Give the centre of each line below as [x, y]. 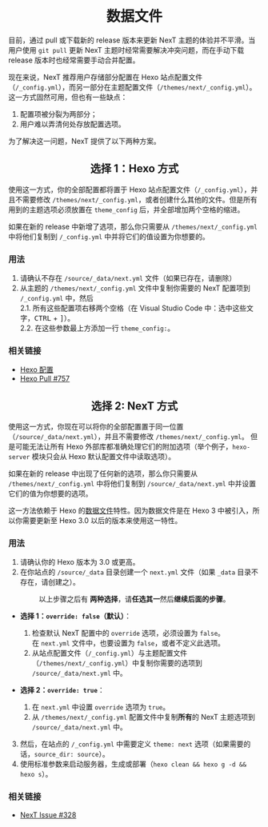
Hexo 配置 [36, 370]
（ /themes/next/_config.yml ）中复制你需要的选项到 [117, 663]
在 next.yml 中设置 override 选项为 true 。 [101, 707]
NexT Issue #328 [48, 815]
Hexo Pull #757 [45, 379]
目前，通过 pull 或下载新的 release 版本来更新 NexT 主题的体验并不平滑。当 [132, 40]
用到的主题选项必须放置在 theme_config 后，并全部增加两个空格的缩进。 [126, 210]
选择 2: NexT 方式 [134, 406]
